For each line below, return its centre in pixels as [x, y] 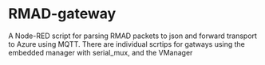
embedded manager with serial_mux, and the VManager [101, 52]
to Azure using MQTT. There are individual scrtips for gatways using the [127, 44]
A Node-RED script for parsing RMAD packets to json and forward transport [133, 36]
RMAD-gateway [62, 14]
